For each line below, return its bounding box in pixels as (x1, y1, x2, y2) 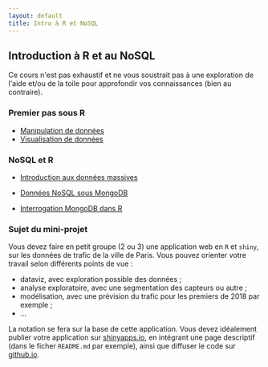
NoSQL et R (8, 154, 54, 165)
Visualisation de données (19, 134, 104, 144)
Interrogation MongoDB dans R (19, 203, 123, 213)
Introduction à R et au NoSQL (8, 49, 156, 63)
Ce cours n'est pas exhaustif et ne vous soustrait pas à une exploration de (8, 70, 254, 80)
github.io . (8, 350, 40, 360)
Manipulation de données (19, 125, 104, 135)
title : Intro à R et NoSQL (8, 19, 99, 27)
